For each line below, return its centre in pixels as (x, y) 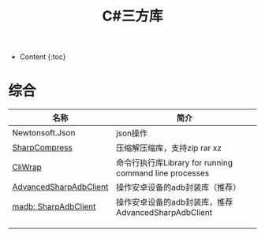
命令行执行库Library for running (174, 163)
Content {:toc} (43, 57)
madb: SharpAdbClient (54, 207)
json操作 (132, 133)
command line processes (162, 173)
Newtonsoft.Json (44, 133)
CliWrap (27, 168)
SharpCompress (42, 148)
